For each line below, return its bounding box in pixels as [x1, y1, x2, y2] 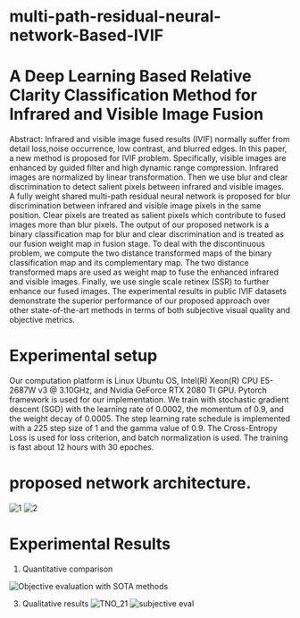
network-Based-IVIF [9, 25, 164, 46]
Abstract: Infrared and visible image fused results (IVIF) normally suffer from [9, 134, 290, 145]
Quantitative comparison [21, 563, 113, 574]
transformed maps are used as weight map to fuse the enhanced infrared [9, 267, 279, 278]
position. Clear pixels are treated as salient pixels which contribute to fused [9, 210, 286, 221]
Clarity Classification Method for [9, 85, 257, 106]
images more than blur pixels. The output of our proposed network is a [9, 219, 270, 230]
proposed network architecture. [9, 473, 252, 494]
